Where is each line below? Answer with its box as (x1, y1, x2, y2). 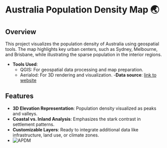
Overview (5, 27, 37, 36)
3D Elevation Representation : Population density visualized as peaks (12, 105, 157, 111)
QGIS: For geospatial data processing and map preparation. (20, 66, 143, 72)
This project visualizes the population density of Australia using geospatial (5, 41, 159, 47)
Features (5, 92, 34, 101)
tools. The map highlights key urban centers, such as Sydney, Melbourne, (5, 46, 158, 52)
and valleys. (12, 110, 38, 116)
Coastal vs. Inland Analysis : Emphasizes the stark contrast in (12, 116, 141, 122)
